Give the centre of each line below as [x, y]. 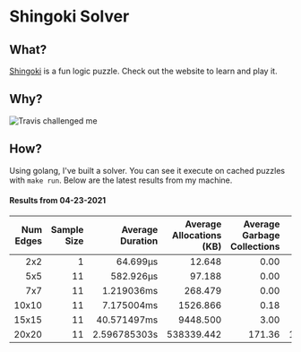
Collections [255, 246]
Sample [67, 229]
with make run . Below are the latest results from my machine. [121, 180]
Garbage [261, 235]
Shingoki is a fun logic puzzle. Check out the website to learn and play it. [143, 71]
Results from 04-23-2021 [58, 201]
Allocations [197, 235]
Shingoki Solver [69, 17]
